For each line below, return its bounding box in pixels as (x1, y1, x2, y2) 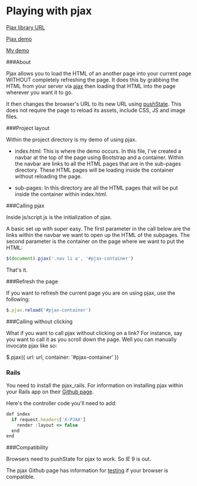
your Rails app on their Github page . (6, 388, 94, 395)
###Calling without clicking (6, 318, 73, 325)
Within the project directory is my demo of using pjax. (6, 135, 137, 143)
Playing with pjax (6, 4, 92, 18)
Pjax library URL (6, 24, 46, 31)
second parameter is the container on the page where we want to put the (6, 238, 185, 245)
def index (6, 411, 31, 417)
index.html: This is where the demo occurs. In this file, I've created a (14, 147, 182, 154)
